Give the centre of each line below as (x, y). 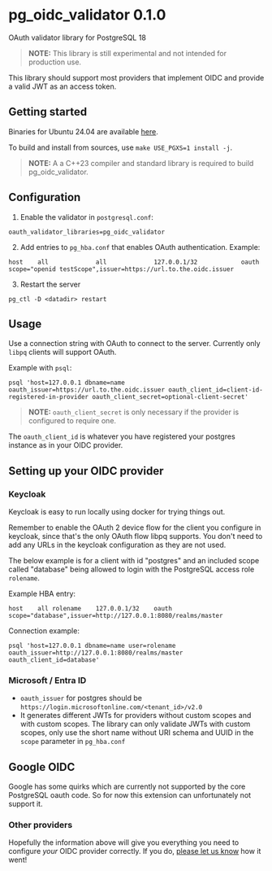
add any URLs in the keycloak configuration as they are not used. (117, 545)
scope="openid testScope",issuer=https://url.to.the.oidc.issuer (121, 269)
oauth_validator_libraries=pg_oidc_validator (86, 232)
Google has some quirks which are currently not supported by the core (127, 786)
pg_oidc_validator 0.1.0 (87, 15)
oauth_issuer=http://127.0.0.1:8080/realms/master (96, 653)
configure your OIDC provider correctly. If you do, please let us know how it (135, 851)
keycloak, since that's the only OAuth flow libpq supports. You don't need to (136, 536)
